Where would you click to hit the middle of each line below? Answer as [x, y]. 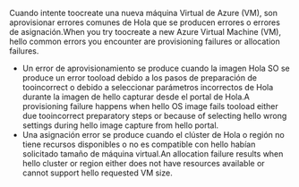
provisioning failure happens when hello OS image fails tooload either [150, 106]
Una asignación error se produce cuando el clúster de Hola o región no [153, 135]
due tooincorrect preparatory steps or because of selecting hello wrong [154, 116]
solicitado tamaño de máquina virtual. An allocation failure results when [153, 154]
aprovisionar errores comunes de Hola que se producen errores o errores [145, 22]
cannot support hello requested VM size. [97, 173]
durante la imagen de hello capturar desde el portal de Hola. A [136, 97]
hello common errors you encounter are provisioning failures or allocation [145, 41]
